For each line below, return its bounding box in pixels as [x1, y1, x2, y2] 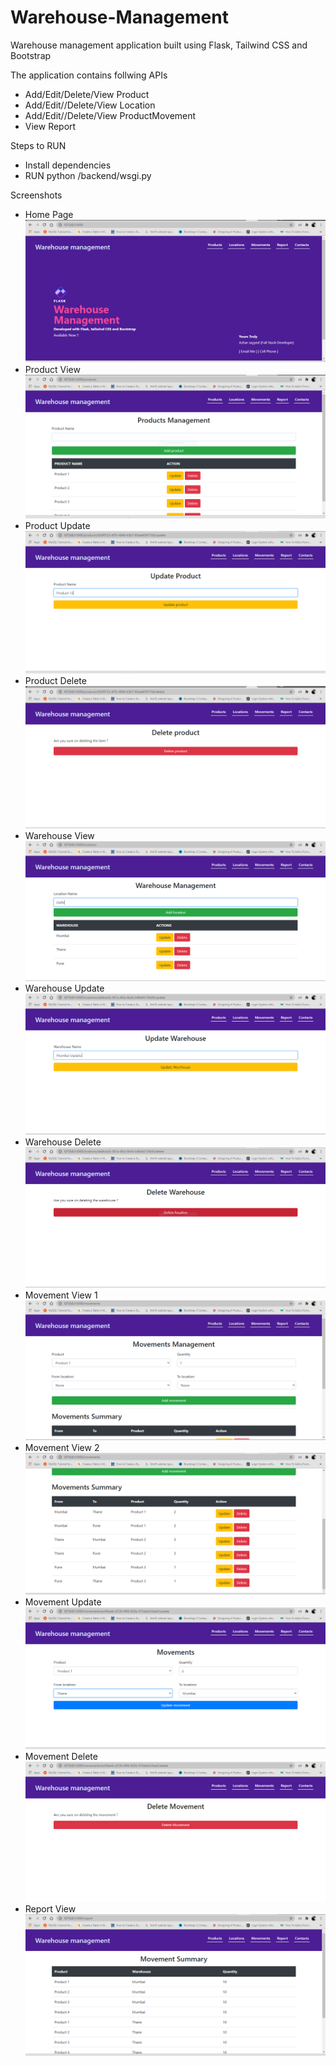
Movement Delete [24, 1750, 98, 1762]
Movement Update [24, 1596, 102, 1608]
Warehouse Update [24, 982, 105, 995]
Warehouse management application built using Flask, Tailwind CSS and [10, 39, 308, 51]
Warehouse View [24, 829, 95, 841]
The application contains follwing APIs [10, 69, 168, 81]
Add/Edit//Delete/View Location [24, 99, 156, 111]
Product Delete [24, 675, 87, 686]
